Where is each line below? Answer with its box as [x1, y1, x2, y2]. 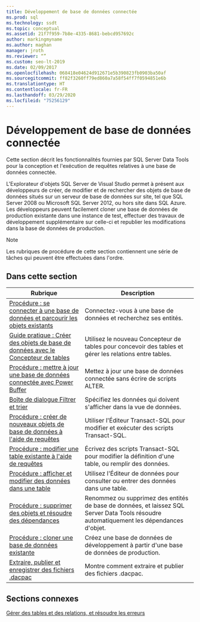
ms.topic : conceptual [6, 25, 60, 32]
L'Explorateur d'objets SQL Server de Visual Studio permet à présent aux [6, 180, 185, 187]
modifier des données [9, 477, 70, 485]
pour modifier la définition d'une [85, 452, 174, 461]
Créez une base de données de [85, 534, 173, 542]
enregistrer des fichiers [9, 566, 74, 574]
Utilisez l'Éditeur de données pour [85, 470, 180, 478]
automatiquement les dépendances [85, 516, 183, 525]
